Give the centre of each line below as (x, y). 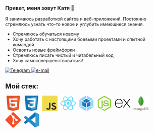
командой (23, 45)
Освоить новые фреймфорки (44, 50)
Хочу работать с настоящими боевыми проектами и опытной (79, 39)
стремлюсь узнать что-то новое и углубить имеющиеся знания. (74, 24)
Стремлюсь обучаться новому (46, 34)
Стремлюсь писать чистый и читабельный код (63, 55)
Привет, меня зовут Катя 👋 (40, 8)
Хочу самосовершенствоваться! (48, 61)
